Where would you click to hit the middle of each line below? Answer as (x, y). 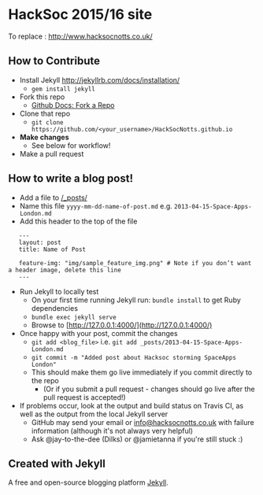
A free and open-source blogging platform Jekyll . (89, 482)
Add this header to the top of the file (78, 221)
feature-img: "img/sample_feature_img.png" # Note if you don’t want (135, 263)
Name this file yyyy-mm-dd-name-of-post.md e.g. (96, 205)
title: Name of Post (52, 249)
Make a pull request (52, 153)
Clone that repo (45, 113)
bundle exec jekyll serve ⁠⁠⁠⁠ (74, 317)
